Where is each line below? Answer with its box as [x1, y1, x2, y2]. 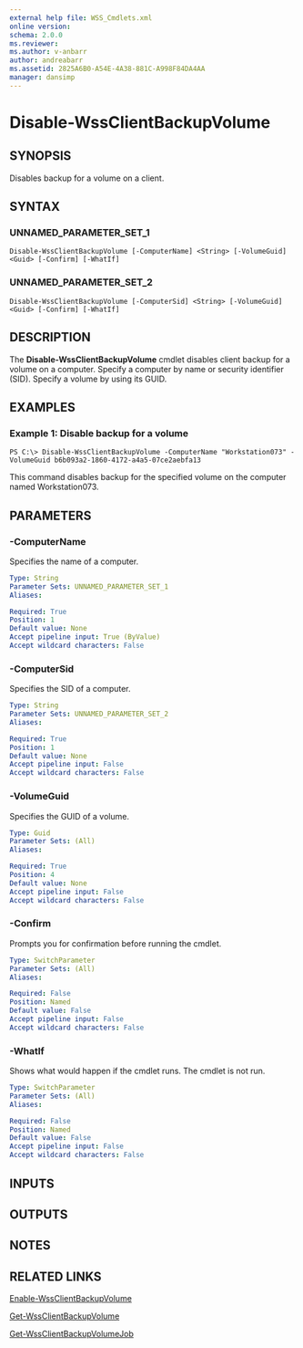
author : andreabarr [9, 56, 84, 65]
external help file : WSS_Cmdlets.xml [9, 13, 153, 23]
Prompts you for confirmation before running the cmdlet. [9, 937, 222, 949]
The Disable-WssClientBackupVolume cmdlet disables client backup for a [9, 353, 291, 365]
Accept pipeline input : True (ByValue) [9, 632, 161, 642]
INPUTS [9, 1176, 55, 1191]
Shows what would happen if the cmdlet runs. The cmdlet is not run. [9, 1065, 266, 1077]
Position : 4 [9, 871, 55, 880]
